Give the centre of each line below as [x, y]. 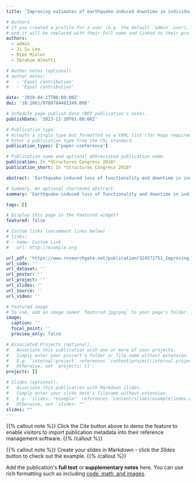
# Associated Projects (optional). [49, 344]
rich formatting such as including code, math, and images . [76, 474]
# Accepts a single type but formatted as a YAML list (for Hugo [87, 135]
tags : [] [17, 205]
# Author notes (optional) [39, 71]
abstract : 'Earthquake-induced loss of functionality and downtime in [94, 178]
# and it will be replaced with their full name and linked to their [92, 33]
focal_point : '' [31, 328]
